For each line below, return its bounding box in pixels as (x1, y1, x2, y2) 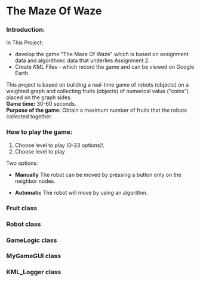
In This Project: (6, 39, 44, 46)
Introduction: (6, 26, 45, 34)
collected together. (6, 113, 53, 120)
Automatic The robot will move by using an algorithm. (14, 189, 148, 196)
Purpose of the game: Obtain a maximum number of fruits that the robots (6, 106, 187, 114)
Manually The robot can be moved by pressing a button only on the (14, 171, 182, 178)
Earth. (14, 70, 30, 77)
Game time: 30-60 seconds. (6, 100, 76, 108)
